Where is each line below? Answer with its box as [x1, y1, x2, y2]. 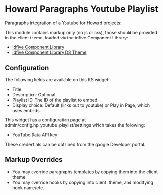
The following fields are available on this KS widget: [5, 77, 110, 82]
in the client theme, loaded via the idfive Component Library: [5, 35, 128, 40]
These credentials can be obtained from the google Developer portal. [5, 141, 146, 147]
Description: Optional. [12, 91, 57, 97]
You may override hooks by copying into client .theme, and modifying [12, 179, 154, 185]
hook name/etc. [12, 184, 44, 191]
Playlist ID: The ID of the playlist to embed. [12, 97, 98, 103]
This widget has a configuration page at [5, 117, 86, 123]
